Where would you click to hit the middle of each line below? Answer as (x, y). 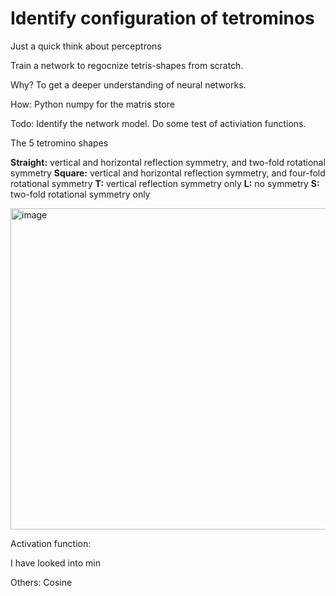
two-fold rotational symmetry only (80, 194)
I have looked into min (55, 563)
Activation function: (51, 543)
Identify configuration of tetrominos (162, 18)
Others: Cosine (41, 582)
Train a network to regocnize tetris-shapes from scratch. (127, 65)
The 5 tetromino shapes (59, 143)
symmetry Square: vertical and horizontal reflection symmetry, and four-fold (168, 173)
